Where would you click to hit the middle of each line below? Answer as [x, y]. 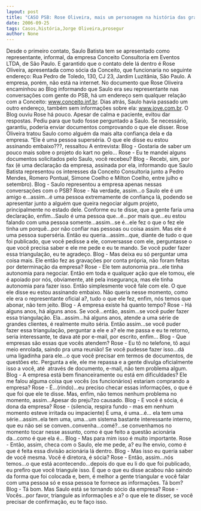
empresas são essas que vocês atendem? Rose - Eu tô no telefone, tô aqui [98, 343]
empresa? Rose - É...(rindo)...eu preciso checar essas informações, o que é [99, 388]
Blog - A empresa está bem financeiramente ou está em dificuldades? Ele [97, 375]
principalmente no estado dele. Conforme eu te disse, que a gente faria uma [100, 210]
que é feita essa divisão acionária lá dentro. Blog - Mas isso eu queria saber [100, 451]
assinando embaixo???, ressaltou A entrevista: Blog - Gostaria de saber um [99, 146]
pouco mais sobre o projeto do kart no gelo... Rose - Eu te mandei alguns [96, 152]
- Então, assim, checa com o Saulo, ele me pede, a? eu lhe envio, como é [96, 445]
